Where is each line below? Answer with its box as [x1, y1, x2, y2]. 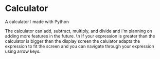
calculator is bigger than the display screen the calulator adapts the [5, 38, 140, 44]
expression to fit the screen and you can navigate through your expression [5, 43, 154, 49]
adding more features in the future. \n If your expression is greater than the [5, 33, 156, 39]
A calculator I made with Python [5, 19, 69, 24]
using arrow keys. [5, 48, 41, 54]
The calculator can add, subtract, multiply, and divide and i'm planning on [5, 28, 152, 34]
